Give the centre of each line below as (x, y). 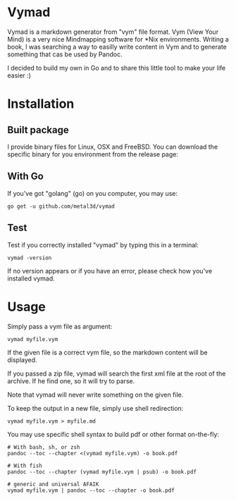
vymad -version (30, 258)
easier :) (19, 75)
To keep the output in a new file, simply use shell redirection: (95, 408)
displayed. (22, 359)
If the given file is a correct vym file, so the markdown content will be (107, 352)
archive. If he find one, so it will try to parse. (71, 381)
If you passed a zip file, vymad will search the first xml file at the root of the (117, 373)
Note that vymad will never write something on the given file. (95, 395)
